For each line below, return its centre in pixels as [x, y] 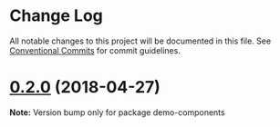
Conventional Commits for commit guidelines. [95, 50]
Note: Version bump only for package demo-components [117, 112]
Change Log [56, 16]
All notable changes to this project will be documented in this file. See [140, 41]
